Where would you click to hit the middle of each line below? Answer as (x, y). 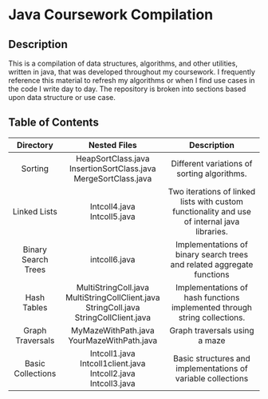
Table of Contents (54, 123)
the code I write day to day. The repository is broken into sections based (127, 89)
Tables (35, 307)
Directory (35, 145)
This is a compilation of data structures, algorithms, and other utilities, (123, 63)
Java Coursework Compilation (111, 15)
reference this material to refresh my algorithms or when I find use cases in (132, 80)
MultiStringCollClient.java (112, 297)
